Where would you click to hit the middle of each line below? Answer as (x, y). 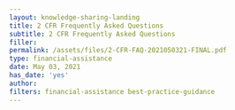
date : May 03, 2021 (45, 67)
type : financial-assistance (61, 59)
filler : (23, 42)
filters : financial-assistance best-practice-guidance (112, 91)
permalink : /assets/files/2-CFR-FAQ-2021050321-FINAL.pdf (118, 51)
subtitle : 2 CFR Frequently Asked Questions (92, 34)
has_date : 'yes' (39, 75)
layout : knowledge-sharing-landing (75, 17)
